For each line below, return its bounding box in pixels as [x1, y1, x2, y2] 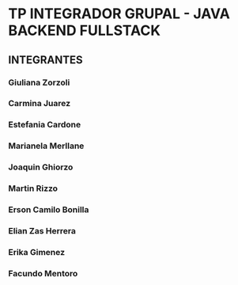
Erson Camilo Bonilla [8, 204, 89, 215]
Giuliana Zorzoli [8, 77, 70, 88]
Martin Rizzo [8, 183, 58, 194]
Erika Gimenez [8, 246, 66, 257]
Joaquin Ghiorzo [8, 161, 74, 173]
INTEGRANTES [8, 53, 83, 66]
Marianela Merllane [8, 140, 85, 151]
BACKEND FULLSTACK [8, 21, 161, 40]
